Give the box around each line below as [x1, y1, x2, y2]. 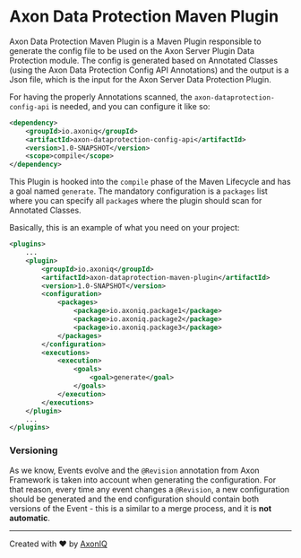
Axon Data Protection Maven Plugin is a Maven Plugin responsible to [9, 36, 262, 47]
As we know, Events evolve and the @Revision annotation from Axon [9, 465, 260, 475]
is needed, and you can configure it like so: [51, 100, 211, 111]
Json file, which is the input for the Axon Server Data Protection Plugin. [9, 74, 271, 84]
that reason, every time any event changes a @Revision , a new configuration [9, 484, 289, 494]
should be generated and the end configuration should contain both [9, 493, 260, 504]
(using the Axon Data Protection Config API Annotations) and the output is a [9, 65, 289, 75]
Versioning [9, 444, 58, 457]
